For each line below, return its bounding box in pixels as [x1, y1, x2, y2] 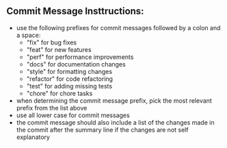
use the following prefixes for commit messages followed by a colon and [16, 23, 221, 32]
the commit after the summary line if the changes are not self [16, 125, 189, 134]
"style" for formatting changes [26, 67, 113, 75]
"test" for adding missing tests [26, 82, 113, 90]
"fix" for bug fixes [26, 38, 77, 47]
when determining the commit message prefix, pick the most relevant [16, 96, 213, 105]
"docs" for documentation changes [26, 60, 126, 68]
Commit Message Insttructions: [6, 5, 144, 17]
